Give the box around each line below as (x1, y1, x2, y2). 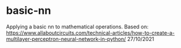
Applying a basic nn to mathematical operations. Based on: (6, 23, 149, 30)
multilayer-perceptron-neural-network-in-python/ (6, 35, 126, 42)
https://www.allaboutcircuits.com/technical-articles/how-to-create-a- (6, 29, 175, 36)
